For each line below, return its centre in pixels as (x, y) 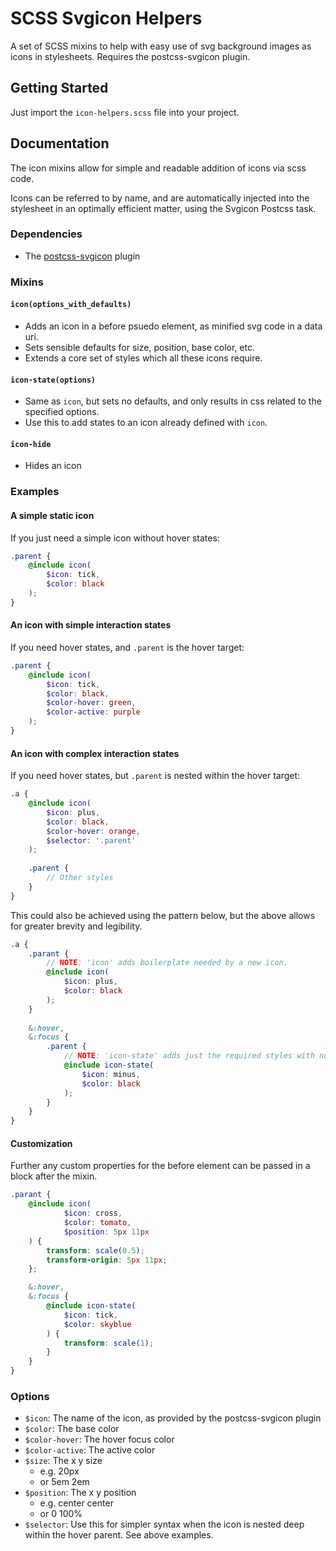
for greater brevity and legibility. (76, 926)
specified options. (62, 412)
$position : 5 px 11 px (106, 1232)
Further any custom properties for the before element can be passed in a (160, 1166)
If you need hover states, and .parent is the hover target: (127, 647)
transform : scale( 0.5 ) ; (95, 1250)
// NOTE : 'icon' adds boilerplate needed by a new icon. (167, 963)
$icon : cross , (93, 1213)
